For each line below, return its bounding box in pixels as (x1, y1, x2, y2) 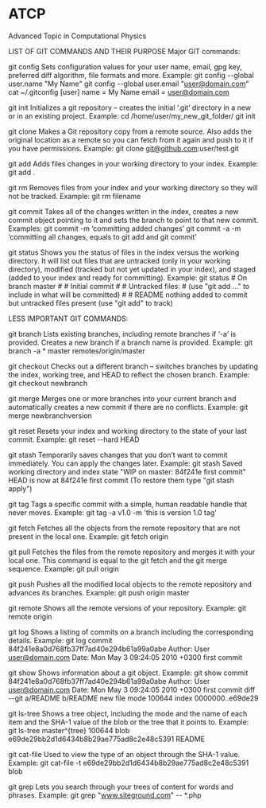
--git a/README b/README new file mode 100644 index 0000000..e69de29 (8, 693, 259, 703)
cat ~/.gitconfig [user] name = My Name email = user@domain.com (8, 87, 230, 96)
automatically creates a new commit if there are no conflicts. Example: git (8, 402, 249, 412)
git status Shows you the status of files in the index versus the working (8, 248, 240, 257)
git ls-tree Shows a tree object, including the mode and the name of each (8, 708, 248, 718)
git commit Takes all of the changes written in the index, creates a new (8, 206, 240, 216)
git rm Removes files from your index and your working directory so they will (8, 182, 258, 192)
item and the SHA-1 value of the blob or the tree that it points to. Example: (8, 717, 249, 727)
